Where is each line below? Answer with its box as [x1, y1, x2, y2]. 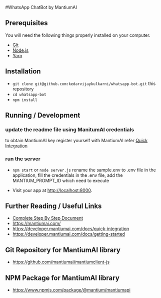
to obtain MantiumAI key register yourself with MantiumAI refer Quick [5, 138, 148, 144]
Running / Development [5, 111, 80, 120]
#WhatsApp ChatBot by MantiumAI [5, 5, 77, 10]
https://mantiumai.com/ [12, 221, 61, 227]
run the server [5, 155, 41, 162]
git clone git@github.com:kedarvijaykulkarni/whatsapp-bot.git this [12, 80, 156, 86]
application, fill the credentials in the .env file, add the [12, 172, 123, 178]
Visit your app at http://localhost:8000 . [12, 187, 92, 193]
